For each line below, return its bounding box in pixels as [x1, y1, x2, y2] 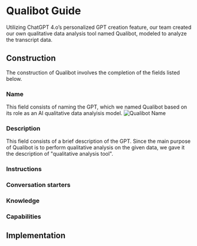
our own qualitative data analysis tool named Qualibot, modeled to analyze [6, 29, 187, 37]
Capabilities [6, 212, 41, 221]
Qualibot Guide [6, 4, 81, 18]
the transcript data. [6, 36, 53, 43]
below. [6, 75, 22, 82]
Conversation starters [6, 181, 71, 189]
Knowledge [6, 196, 40, 205]
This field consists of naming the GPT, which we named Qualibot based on [6, 103, 188, 110]
